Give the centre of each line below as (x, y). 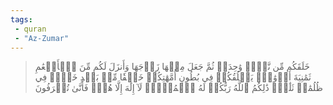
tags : (21, 19)
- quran (30, 29)
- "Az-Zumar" (42, 38)
